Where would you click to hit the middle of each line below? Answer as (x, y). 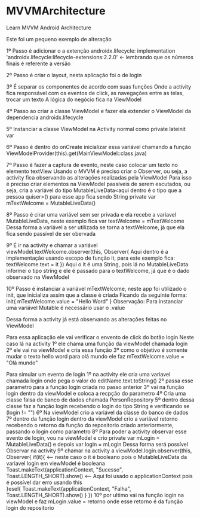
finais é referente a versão (39, 63)
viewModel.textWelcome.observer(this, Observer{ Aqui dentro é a (87, 251)
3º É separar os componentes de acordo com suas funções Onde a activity (99, 86)
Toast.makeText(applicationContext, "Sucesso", (65, 469)
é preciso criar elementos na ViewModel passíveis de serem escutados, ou (99, 184)
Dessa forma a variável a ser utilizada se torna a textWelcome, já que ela (96, 227)
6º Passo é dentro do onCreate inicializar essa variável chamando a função (99, 147)
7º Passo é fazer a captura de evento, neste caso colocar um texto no (92, 165)
